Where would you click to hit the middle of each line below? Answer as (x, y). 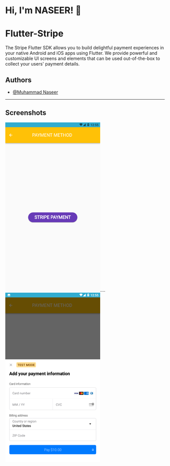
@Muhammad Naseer (35, 92)
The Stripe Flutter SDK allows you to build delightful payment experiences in (85, 48)
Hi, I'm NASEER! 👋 (44, 10)
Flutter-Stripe (34, 34)
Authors (18, 80)
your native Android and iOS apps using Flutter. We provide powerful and (81, 53)
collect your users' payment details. (42, 64)
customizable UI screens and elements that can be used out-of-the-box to (83, 58)
